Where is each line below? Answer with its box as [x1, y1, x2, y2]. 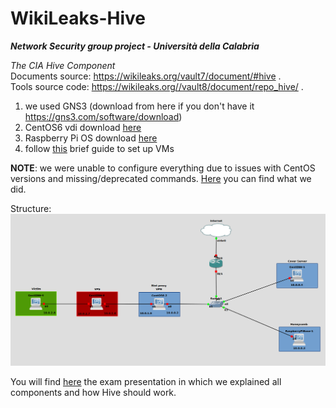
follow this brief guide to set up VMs [24, 142, 175, 154]
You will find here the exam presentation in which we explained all [10, 375, 282, 387]
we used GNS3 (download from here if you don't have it [24, 100, 255, 112]
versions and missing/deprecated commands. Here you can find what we [10, 172, 312, 184]
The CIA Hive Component [10, 59, 116, 71]
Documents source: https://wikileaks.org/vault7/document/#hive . [10, 70, 282, 82]
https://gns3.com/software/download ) [24, 110, 183, 122]
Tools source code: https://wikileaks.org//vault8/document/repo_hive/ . [10, 80, 304, 92]
